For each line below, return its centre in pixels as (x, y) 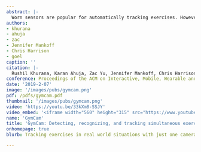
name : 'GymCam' (25, 118)
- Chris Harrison (28, 51)
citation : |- (22, 68)
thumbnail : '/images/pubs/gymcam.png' (54, 101)
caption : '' (21, 62)
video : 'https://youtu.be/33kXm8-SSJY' (56, 107)
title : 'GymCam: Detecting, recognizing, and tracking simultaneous (93, 124)
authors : (17, 23)
